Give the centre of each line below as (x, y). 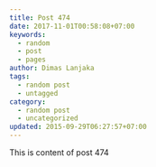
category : (28, 102)
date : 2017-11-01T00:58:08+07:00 (72, 26)
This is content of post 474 (60, 153)
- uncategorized (48, 118)
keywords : (28, 34)
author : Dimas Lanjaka (52, 69)
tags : (19, 77)
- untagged (38, 93)
